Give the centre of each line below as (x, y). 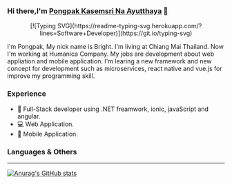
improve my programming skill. (51, 76)
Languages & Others (42, 152)
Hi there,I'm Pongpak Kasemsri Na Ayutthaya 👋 (88, 11)
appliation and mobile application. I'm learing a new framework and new (109, 61)
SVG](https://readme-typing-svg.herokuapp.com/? (130, 26)
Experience (27, 94)
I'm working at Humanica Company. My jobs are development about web (111, 54)
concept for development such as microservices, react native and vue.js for (115, 69)
